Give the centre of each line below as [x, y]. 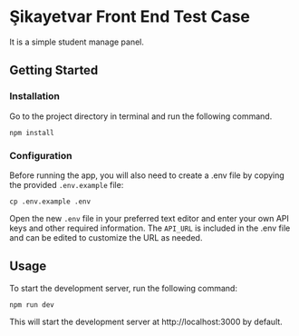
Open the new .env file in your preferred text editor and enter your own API [149, 218]
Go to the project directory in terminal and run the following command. [141, 116]
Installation [35, 96]
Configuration [41, 155]
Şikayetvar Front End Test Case [130, 17]
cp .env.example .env [50, 202]
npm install [32, 133]
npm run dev [32, 305]
